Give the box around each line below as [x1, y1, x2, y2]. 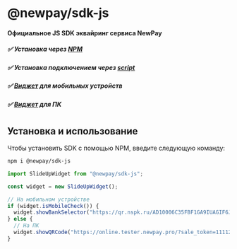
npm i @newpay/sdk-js [7, 158, 71, 165]
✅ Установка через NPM [7, 45, 83, 54]
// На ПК [13, 222, 39, 229]
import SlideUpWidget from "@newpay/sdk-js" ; [7, 170, 143, 178]
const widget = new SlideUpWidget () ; [7, 183, 119, 190]
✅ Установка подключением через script [7, 63, 135, 71]
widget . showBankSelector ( [13, 209, 90, 216]
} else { [7, 216, 33, 223]
